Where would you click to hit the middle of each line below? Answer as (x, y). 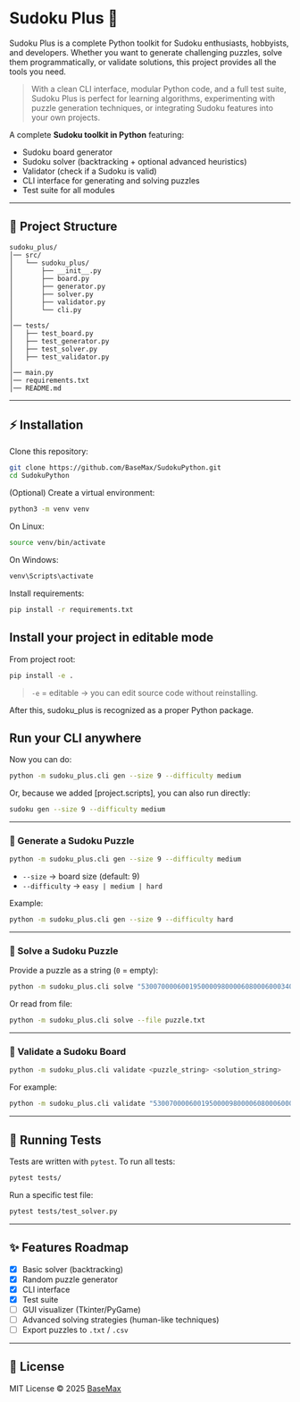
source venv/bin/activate (57, 543)
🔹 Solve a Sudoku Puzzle (64, 951)
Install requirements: (47, 593)
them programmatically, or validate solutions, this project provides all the (143, 62)
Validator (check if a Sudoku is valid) (90, 171)
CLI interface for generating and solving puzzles (111, 180)
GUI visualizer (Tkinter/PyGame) (81, 1309)
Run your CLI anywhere (75, 738)
